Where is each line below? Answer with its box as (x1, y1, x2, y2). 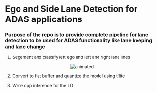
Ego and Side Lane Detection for (5, 3, 138, 15)
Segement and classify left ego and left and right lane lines (12, 55, 131, 60)
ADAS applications (5, 14, 83, 25)
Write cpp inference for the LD (12, 83, 74, 89)
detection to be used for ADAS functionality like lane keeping (5, 37, 153, 44)
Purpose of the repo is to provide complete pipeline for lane (5, 31, 149, 38)
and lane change (5, 43, 45, 50)
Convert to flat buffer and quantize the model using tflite (12, 73, 125, 79)
